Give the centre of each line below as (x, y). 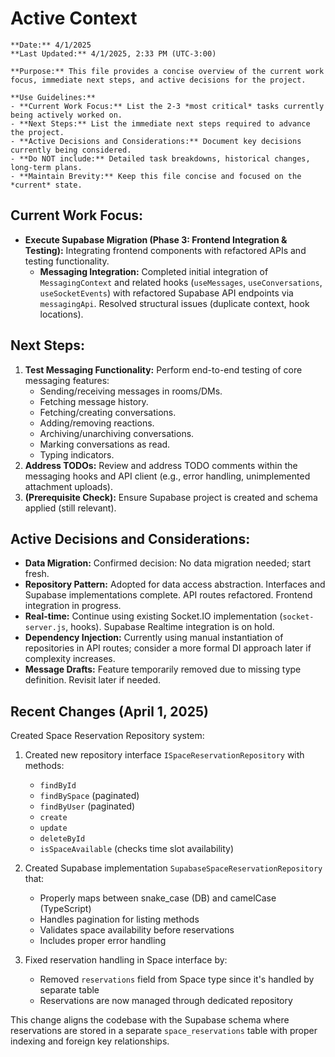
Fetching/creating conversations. (108, 412)
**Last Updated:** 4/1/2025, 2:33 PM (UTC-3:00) (113, 53)
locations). (61, 314)
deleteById (62, 839)
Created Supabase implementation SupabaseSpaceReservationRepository (173, 868)
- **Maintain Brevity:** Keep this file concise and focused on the (156, 176)
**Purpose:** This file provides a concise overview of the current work (167, 71)
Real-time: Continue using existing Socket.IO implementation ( (153, 616)
